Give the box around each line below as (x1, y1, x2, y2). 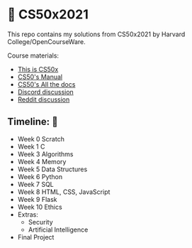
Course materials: (7, 51, 59, 60)
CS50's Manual (17, 72, 62, 81)
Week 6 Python (17, 172, 62, 180)
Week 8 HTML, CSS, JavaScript (17, 188, 111, 196)
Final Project (17, 232, 55, 241)
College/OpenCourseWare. (7, 37, 86, 45)
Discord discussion (17, 87, 74, 96)
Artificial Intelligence (28, 225, 89, 234)
